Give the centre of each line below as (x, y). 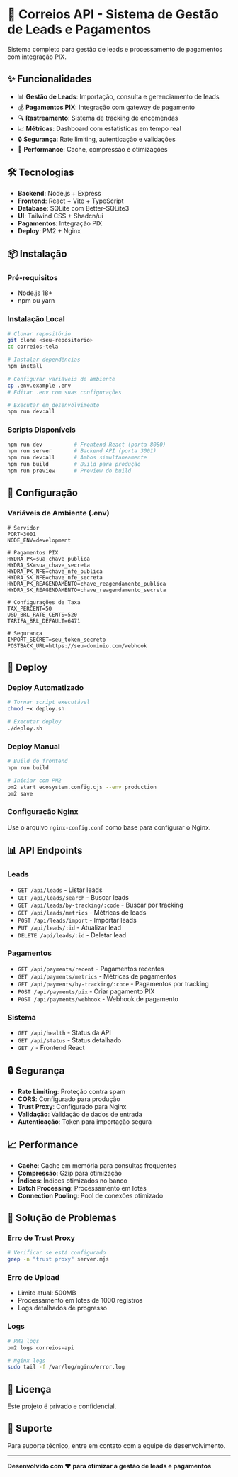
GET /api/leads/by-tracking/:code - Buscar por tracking (101, 905)
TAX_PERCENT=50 (30, 608)
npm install (25, 367)
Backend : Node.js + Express (59, 193)
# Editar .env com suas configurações (64, 392)
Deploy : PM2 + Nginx (49, 230)
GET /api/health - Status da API (64, 1033)
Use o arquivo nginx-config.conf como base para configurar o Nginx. (109, 827)
